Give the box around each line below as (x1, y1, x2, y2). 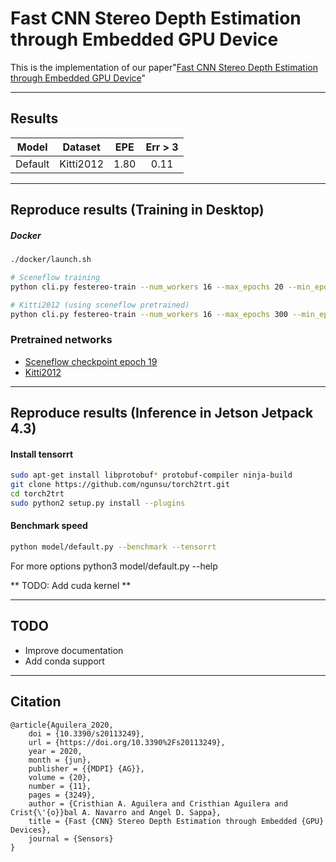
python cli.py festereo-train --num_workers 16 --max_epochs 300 (10, 309, 288, 319)
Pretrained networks (10, 333, 113, 347)
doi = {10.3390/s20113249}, (28, 728, 145, 739)
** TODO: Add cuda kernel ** (10, 579, 132, 591)
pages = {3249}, (28, 790, 97, 800)
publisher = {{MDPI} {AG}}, (28, 763, 145, 774)
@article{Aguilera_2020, (10, 720, 114, 730)
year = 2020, (28, 746, 83, 756)
